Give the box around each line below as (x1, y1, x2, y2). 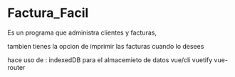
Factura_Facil (7, 5, 89, 21)
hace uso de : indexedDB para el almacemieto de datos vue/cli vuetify (7, 55, 213, 64)
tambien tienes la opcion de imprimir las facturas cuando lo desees (7, 42, 204, 50)
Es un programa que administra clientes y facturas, (7, 28, 157, 37)
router (7, 63, 26, 71)
